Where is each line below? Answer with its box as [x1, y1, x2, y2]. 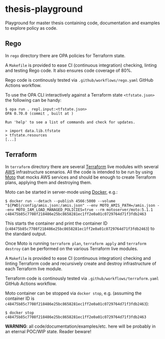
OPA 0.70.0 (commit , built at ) [5, 111, 74, 116]
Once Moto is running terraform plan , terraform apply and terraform [5, 240, 147, 246]
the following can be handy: [5, 97, 62, 103]
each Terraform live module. [5, 266, 63, 272]
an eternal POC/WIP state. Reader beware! [5, 328, 92, 335]
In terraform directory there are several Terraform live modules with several [5, 163, 159, 169]
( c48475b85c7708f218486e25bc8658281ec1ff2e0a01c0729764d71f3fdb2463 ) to [5, 225, 155, 231]
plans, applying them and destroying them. [5, 179, 92, 185]
